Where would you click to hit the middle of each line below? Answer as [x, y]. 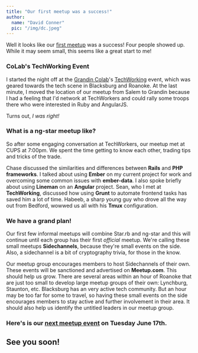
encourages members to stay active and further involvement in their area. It [98, 302]
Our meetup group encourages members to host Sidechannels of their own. [98, 264]
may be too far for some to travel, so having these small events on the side [97, 295]
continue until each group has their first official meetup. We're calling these [98, 240]
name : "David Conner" [38, 22]
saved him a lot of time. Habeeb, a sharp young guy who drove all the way [96, 199]
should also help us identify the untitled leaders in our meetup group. [90, 308]
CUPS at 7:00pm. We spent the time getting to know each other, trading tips [98, 150]
